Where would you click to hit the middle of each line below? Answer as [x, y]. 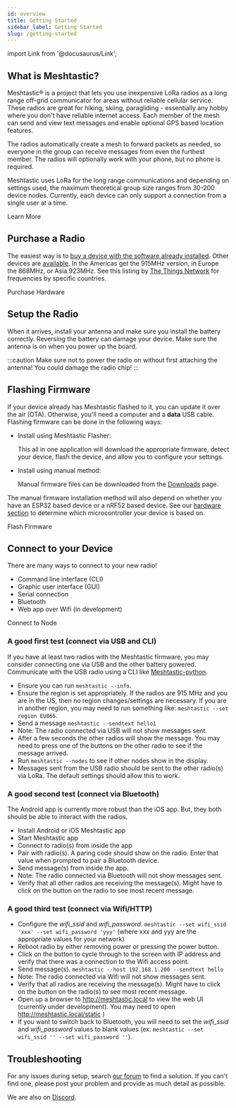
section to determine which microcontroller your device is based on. [106, 512]
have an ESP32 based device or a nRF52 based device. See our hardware [114, 505]
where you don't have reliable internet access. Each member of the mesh [113, 116]
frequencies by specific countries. [57, 278]
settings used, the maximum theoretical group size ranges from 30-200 [111, 188]
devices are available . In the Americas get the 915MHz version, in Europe [113, 263]
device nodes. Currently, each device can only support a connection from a [117, 196]
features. [20, 131]
